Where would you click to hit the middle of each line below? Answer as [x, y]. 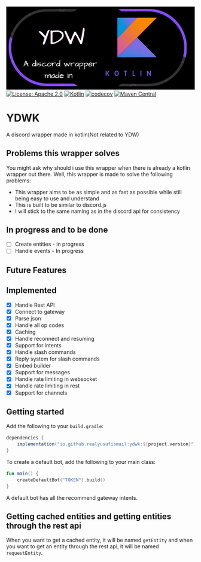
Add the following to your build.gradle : [55, 426]
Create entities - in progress [50, 244]
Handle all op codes [39, 325]
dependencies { [25, 438]
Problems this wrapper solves [63, 153]
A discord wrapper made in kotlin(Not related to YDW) [73, 135]
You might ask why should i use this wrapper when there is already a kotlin [98, 167]
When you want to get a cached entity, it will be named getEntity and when [100, 540]
